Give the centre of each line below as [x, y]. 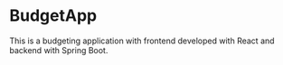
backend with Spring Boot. [59, 50]
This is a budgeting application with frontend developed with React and [142, 41]
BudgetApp [53, 16]
